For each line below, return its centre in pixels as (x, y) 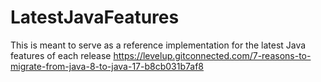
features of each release (61, 55)
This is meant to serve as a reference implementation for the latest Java (158, 45)
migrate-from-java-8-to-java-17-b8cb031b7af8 (107, 66)
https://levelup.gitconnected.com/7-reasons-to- (212, 55)
